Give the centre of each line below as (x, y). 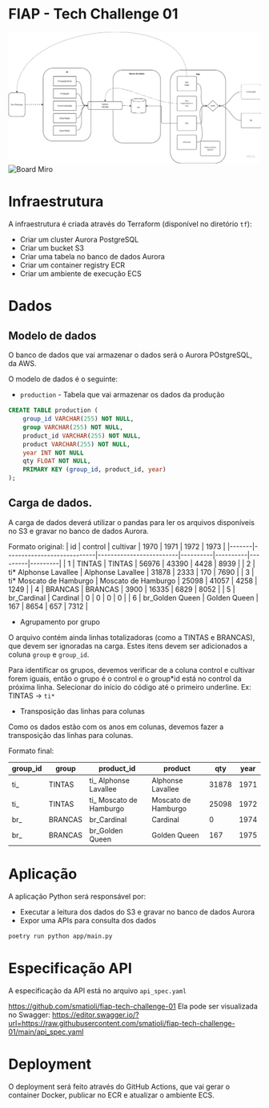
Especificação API (70, 968)
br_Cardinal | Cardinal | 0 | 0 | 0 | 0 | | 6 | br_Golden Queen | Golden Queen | (133, 597)
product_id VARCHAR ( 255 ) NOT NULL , (82, 436)
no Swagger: (29, 1014)
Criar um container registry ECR (72, 265)
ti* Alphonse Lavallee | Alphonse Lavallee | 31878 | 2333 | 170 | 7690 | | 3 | (131, 572)
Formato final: (31, 751)
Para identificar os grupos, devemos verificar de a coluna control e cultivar (132, 670)
